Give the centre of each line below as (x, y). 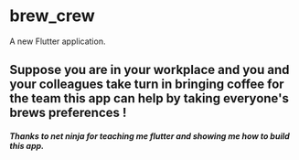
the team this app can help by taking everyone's (149, 98)
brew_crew (53, 16)
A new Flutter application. (58, 41)
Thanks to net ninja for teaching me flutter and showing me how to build (149, 136)
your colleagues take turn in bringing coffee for (147, 85)
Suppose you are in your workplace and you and (149, 70)
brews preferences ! (68, 113)
